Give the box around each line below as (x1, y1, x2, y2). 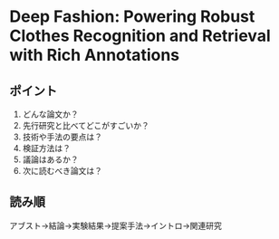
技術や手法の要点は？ (22, 131, 102, 142)
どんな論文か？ (22, 109, 79, 119)
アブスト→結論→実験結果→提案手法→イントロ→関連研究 (9, 220, 222, 231)
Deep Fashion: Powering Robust (9, 6, 255, 27)
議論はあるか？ (22, 154, 79, 165)
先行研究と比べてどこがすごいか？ (22, 120, 149, 130)
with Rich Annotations (9, 45, 180, 65)
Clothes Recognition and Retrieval (9, 25, 271, 46)
